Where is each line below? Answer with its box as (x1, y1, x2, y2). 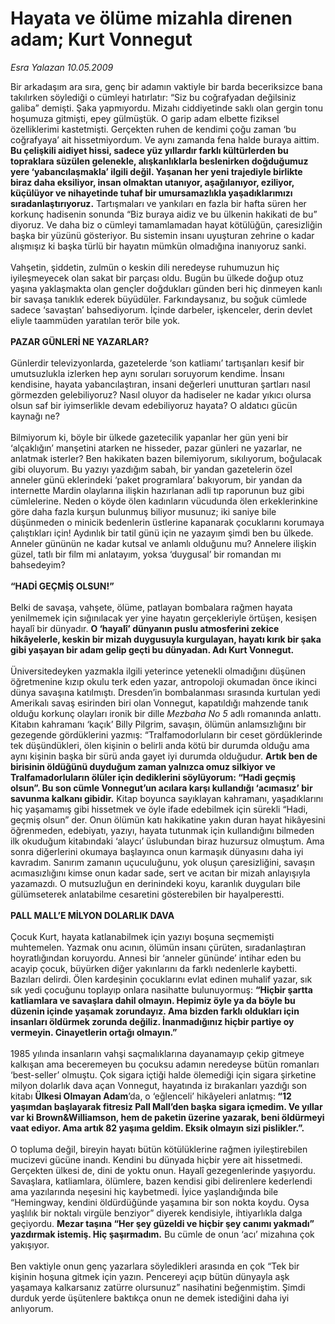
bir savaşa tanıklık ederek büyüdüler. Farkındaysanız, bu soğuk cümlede (10, 293, 308, 305)
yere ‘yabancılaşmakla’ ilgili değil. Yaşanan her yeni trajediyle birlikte (10, 165, 303, 177)
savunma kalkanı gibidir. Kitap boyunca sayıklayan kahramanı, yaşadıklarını (10, 792, 324, 804)
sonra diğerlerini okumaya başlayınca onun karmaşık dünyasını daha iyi (10, 845, 304, 857)
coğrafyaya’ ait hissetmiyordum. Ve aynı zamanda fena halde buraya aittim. (10, 133, 320, 146)
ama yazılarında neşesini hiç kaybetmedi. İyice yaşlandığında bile (10, 1185, 279, 1197)
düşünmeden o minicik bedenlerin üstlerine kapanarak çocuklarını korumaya (10, 516, 325, 528)
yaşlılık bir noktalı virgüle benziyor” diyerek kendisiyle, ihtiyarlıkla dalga (10, 1207, 303, 1219)
